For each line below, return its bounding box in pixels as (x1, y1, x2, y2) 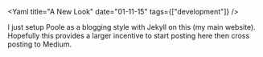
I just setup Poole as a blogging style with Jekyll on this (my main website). (7, 22, 257, 31)
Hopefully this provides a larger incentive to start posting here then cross (7, 31, 250, 40)
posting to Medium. (7, 39, 72, 49)
